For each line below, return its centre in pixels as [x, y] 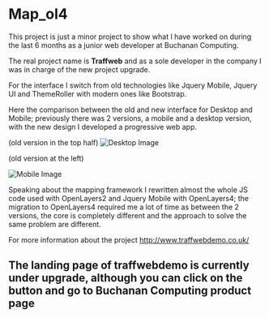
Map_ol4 [38, 14]
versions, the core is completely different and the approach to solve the [128, 215]
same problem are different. [55, 224]
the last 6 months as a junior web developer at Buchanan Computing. [124, 45]
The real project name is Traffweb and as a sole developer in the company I [135, 61]
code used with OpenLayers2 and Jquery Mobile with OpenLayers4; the [129, 198]
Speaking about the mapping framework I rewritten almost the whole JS [128, 189]
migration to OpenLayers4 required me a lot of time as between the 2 [124, 207]
